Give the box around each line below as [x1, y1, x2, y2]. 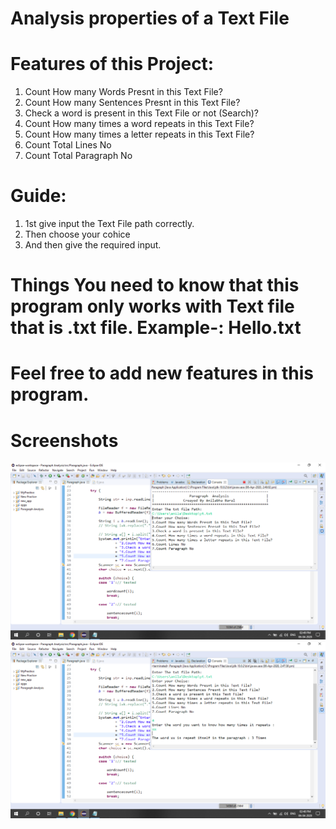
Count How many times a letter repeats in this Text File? [24, 128, 255, 141]
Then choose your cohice [24, 228, 131, 241]
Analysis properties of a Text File [10, 7, 290, 30]
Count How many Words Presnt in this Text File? [24, 86, 223, 98]
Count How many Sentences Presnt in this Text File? [24, 97, 241, 109]
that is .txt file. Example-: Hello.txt [10, 317, 302, 339]
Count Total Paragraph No [24, 150, 133, 162]
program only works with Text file [10, 295, 295, 318]
